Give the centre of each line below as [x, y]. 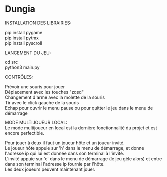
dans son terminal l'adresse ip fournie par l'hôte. [55, 164]
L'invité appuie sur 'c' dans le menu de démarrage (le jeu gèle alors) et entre [83, 158]
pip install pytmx [22, 38]
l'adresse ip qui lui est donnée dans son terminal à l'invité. [65, 153]
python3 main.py [22, 67]
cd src [12, 62]
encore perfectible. [25, 133]
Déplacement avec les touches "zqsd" [44, 92]
